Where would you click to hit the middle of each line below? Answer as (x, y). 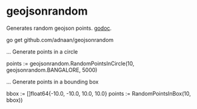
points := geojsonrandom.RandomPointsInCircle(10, (70, 63)
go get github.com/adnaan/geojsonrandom (60, 40)
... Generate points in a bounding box (52, 82)
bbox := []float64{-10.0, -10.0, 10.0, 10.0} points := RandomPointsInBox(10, (98, 93)
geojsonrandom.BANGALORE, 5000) (52, 70)
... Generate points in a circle (42, 51)
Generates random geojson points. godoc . (59, 28)
